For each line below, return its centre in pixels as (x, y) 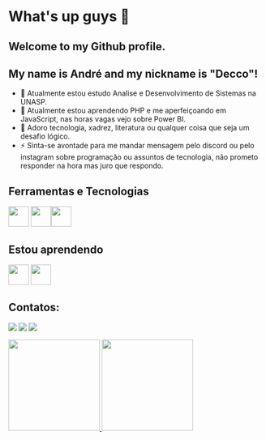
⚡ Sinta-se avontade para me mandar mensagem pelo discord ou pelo (137, 146)
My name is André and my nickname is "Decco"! (133, 73)
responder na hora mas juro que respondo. (92, 166)
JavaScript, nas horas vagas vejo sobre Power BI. (103, 119)
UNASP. (33, 102)
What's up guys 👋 (69, 17)
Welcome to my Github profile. (87, 47)
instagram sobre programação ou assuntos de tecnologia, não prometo (139, 157)
